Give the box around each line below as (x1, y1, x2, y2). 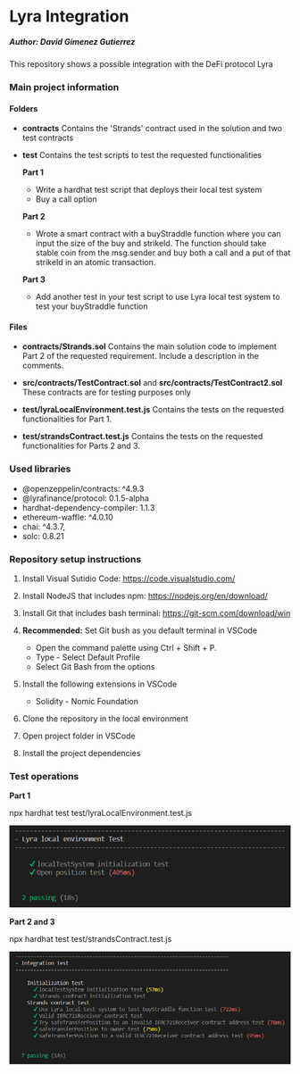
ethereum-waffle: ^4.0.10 (21, 512, 113, 522)
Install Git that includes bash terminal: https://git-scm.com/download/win (21, 608, 291, 619)
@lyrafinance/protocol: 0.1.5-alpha (21, 493, 150, 504)
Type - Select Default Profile (35, 652, 140, 662)
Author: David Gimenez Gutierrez (9, 36, 136, 46)
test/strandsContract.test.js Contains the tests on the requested (21, 431, 263, 442)
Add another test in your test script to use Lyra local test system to (35, 292, 280, 303)
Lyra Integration (9, 6, 129, 27)
